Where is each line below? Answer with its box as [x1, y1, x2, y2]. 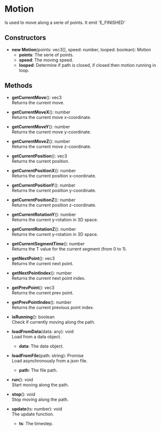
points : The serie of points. [19, 52, 74, 58]
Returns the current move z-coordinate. [11, 143, 92, 149]
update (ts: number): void [11, 406, 62, 411]
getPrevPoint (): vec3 [11, 284, 55, 291]
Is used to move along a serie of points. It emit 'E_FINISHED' [4, 20, 125, 25]
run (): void [11, 376, 34, 382]
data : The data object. [19, 343, 64, 349]
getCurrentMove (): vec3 [11, 94, 62, 100]
